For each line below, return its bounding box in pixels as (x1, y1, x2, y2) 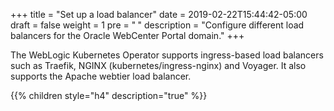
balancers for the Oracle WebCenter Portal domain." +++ (10, 30, 245, 41)
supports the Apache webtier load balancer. (10, 70, 192, 82)
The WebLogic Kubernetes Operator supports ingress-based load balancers (10, 49, 324, 61)
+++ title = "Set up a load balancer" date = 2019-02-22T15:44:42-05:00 (10, 9, 308, 20)
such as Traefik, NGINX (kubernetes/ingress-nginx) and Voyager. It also (10, 60, 307, 71)
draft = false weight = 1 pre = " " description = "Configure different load (10, 19, 305, 31)
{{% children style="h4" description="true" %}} (10, 90, 208, 101)
